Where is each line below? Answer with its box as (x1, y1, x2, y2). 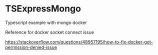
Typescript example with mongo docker (5, 19, 87, 25)
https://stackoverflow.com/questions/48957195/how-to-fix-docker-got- (5, 38, 153, 45)
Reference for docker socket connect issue (5, 29, 94, 35)
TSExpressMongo (5, 3, 81, 14)
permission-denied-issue (5, 44, 57, 50)
